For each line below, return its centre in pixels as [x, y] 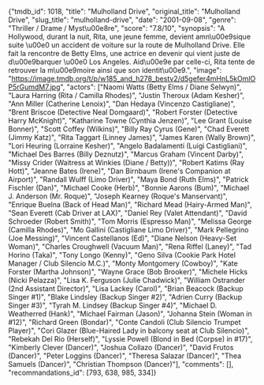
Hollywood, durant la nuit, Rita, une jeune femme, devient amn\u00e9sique [129, 36]
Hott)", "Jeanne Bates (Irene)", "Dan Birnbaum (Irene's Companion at [119, 171]
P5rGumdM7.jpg [34, 87]
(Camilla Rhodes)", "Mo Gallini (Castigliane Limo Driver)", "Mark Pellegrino [128, 230]
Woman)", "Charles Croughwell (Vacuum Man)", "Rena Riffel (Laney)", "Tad [130, 247]
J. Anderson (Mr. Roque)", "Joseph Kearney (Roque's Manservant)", [118, 196]
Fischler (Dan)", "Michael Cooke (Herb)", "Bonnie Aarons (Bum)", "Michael [129, 188]
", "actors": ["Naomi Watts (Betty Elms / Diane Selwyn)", [151, 87]
